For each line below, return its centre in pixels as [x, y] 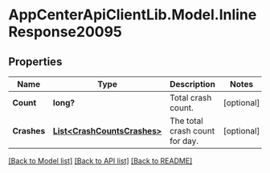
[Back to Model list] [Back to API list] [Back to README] [100, 161]
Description [192, 84]
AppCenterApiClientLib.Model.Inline [133, 15]
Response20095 [65, 32]
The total [186, 121]
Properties [35, 62]
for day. [184, 141]
